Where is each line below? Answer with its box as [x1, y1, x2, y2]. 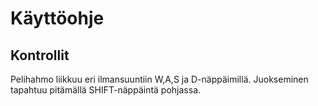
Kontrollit [10, 47, 70, 64]
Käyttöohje [10, 7, 105, 30]
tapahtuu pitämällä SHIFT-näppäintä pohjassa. [10, 84, 202, 96]
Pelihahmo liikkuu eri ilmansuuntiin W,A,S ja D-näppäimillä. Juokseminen [10, 73, 309, 85]
